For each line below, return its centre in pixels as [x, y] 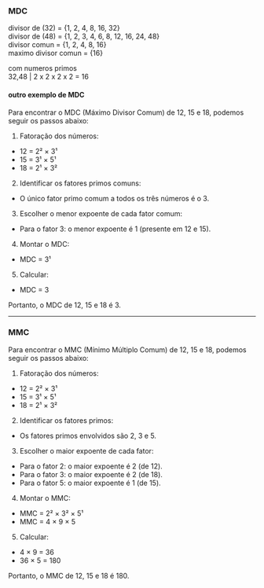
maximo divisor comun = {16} [56, 53]
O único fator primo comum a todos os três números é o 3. [114, 198]
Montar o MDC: [44, 244]
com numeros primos [42, 68]
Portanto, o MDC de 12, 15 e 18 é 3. [65, 305]
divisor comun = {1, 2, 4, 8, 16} [57, 45]
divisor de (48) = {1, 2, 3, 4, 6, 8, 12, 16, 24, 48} [84, 36]
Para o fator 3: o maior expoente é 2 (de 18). [91, 474]
